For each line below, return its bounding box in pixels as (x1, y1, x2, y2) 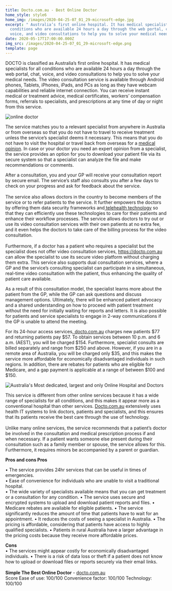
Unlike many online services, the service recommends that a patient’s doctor (5, 425, 167, 431)
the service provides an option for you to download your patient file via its (5, 151, 161, 157)
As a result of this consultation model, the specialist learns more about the (5, 285, 162, 292)
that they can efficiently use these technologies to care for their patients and (5, 210, 167, 216)
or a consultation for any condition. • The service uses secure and (5, 494, 145, 500)
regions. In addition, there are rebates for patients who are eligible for (5, 361, 152, 367)
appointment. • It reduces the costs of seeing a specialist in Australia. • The (5, 515, 165, 522)
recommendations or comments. (5, 162, 74, 168)
